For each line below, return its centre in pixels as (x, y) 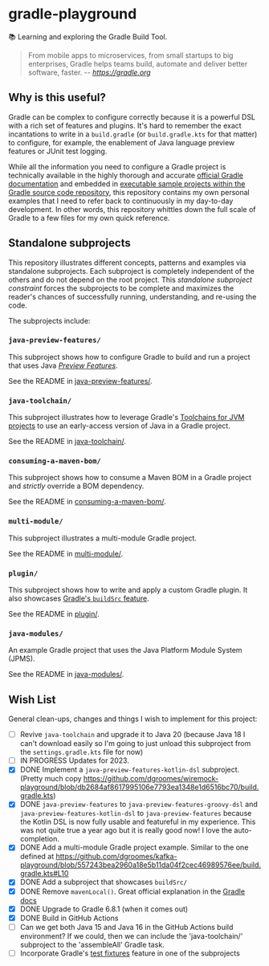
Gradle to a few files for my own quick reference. (89, 218)
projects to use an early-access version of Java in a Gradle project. (119, 426)
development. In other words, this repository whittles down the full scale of (132, 209)
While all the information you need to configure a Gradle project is (117, 166)
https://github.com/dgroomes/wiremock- (151, 779)
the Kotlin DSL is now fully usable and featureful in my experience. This (138, 822)
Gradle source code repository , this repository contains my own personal (129, 192)
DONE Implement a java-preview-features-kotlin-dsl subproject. (130, 770)
